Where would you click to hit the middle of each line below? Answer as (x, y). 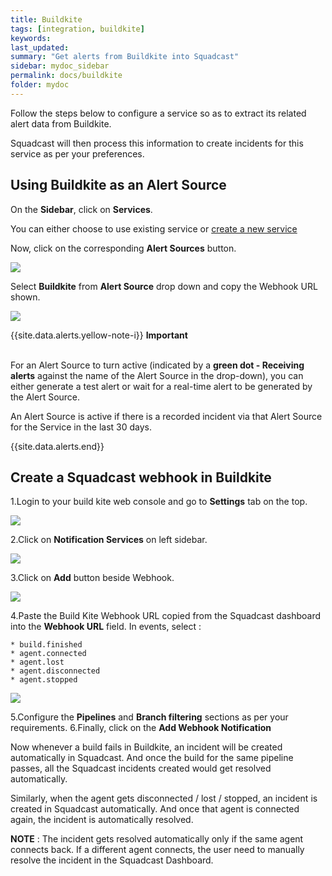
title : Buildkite (46, 19)
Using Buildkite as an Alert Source (118, 185)
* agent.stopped (44, 680)
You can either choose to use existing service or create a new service (154, 228)
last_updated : (40, 47)
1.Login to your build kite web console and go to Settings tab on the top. (159, 502)
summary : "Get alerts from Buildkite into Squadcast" (125, 57)
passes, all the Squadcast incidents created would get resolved (141, 768)
